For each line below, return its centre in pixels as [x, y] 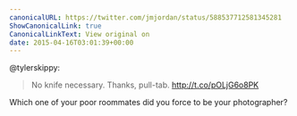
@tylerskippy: [35, 68]
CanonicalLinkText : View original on [80, 34]
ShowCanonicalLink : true [55, 26]
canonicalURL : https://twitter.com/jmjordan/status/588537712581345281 [145, 17]
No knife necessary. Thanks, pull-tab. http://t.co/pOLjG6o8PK [145, 85]
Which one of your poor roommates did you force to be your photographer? [148, 103]
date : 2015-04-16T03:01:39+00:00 [72, 42]
